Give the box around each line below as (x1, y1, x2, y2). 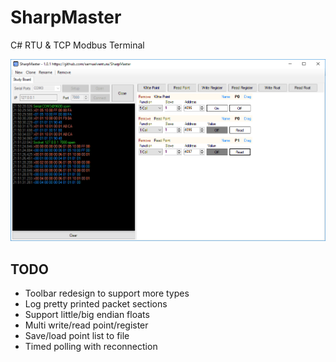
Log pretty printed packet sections (24, 297, 168, 310)
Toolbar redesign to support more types (24, 287, 190, 299)
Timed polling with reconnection (24, 340, 158, 352)
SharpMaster (10, 6, 122, 29)
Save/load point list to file (24, 329, 130, 341)
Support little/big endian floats (24, 308, 150, 320)
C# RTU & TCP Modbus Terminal (10, 39, 145, 51)
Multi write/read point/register (24, 319, 149, 331)
